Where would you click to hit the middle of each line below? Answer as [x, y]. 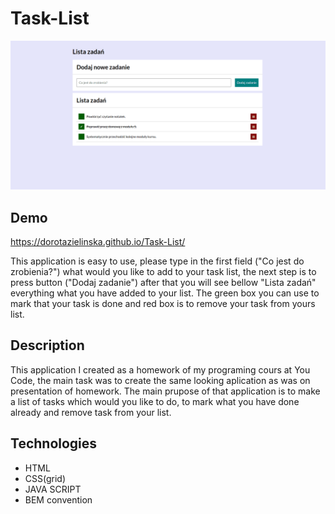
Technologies [54, 443]
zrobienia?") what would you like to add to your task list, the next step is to [163, 271]
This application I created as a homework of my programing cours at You [160, 369]
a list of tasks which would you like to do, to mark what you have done [155, 401]
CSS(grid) [45, 478]
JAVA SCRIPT [53, 489]
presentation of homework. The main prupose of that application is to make [165, 391]
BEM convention [58, 499]
